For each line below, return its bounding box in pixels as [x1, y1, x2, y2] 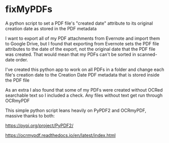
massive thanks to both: [5, 112, 55, 119]
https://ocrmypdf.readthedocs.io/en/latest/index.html [5, 132, 116, 138]
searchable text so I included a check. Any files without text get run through [5, 92, 163, 98]
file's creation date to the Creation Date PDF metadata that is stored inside [5, 71, 160, 78]
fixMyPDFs [5, 4, 52, 15]
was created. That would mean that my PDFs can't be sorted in [5, 51, 136, 57]
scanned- [137, 51, 157, 57]
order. [15, 56, 28, 62]
